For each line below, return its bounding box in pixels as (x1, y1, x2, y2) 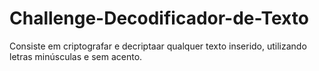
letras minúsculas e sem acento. (9, 50, 143, 62)
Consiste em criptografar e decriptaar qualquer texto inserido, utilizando (9, 40, 307, 52)
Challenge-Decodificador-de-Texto (9, 7, 309, 30)
